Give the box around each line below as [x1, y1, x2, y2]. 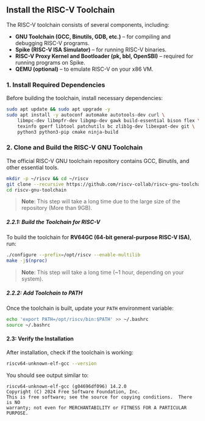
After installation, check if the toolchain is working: [6, 349, 134, 356]
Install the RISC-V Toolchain [6, 5, 115, 15]
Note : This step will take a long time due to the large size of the [21, 198, 181, 205]
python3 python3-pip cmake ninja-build [17, 129, 119, 135]
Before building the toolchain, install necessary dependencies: [6, 95, 163, 102]
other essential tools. [6, 164, 59, 171]
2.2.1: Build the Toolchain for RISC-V [6, 218, 101, 225]
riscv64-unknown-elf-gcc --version [6, 361, 97, 367]
